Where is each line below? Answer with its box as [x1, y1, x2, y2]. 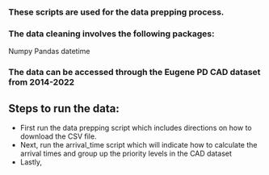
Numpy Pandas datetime [8, 47, 90, 56]
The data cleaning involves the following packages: [8, 27, 215, 39]
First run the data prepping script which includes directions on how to [19, 123, 252, 132]
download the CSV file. [19, 131, 97, 141]
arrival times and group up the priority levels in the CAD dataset [19, 148, 233, 158]
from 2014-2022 [8, 77, 75, 88]
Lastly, [19, 156, 43, 167]
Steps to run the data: [8, 102, 120, 115]
